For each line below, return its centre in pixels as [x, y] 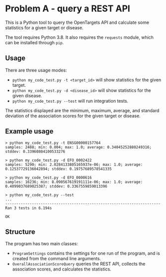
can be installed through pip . [34, 42]
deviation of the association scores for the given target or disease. [73, 116]
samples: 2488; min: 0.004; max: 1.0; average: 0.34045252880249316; [79, 147]
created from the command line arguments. [56, 259]
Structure [20, 232]
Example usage [29, 131]
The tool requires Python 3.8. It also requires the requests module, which [79, 37]
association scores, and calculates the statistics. [62, 269]
